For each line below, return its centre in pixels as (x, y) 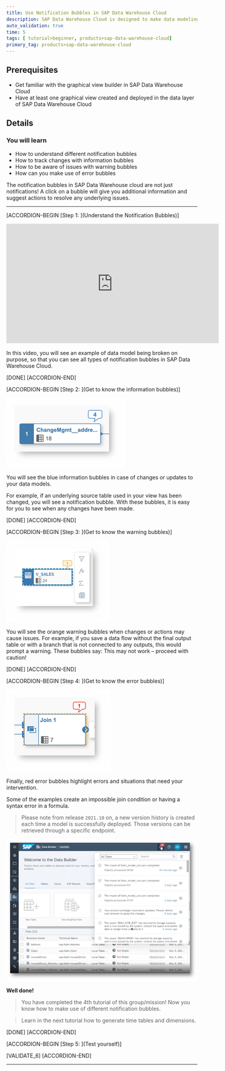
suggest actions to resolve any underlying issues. (68, 198)
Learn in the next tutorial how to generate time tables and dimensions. (109, 1020)
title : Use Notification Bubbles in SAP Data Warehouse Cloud (86, 13)
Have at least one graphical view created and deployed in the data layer (105, 98)
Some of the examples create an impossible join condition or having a (93, 799)
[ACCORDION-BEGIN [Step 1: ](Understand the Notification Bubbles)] (93, 215)
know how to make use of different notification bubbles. (91, 1008)
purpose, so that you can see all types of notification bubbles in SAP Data (98, 359)
